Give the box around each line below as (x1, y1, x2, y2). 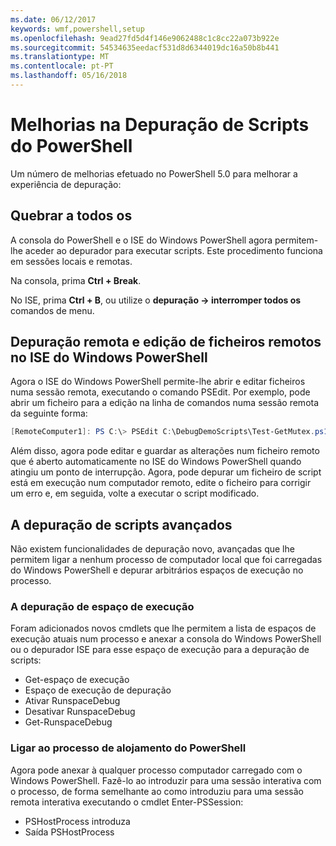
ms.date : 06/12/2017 (10, 14, 97, 25)
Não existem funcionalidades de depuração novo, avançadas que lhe (10, 543, 295, 555)
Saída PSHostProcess (24, 826, 115, 838)
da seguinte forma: (10, 407, 88, 420)
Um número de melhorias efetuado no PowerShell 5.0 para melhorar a (10, 167, 298, 180)
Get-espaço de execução (24, 674, 130, 686)
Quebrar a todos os (10, 207, 133, 225)
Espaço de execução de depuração (24, 684, 172, 696)
